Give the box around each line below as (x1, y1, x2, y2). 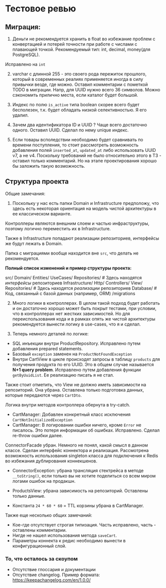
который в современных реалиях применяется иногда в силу (12, 76, 144, 82)
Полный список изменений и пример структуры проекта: (5, 265, 132, 271)
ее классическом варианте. (12, 210, 72, 216)
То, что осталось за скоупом (5, 555, 78, 562)
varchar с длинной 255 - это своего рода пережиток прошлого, (12, 71, 147, 77)
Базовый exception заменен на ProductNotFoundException (12, 351, 132, 357)
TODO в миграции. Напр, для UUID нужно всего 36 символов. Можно (12, 87, 161, 92)
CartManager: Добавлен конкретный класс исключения (12, 411, 131, 417)
